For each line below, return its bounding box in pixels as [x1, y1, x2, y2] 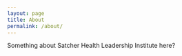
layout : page [7, 10, 45, 17]
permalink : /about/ [7, 23, 63, 29]
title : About [7, 16, 45, 23]
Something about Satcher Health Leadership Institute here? [7, 42, 176, 50]
